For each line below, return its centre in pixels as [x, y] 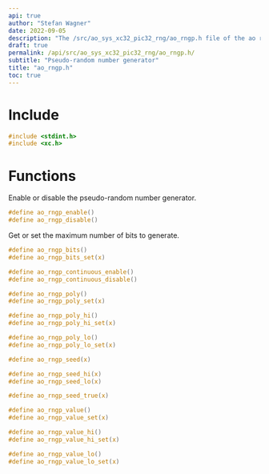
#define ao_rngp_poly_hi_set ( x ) [62, 323]
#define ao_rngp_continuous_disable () [73, 279]
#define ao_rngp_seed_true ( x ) [59, 396]
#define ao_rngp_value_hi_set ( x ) [64, 440]
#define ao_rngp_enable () [51, 213]
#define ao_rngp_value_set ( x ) [59, 418]
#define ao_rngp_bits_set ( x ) [57, 257]
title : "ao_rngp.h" [41, 68]
